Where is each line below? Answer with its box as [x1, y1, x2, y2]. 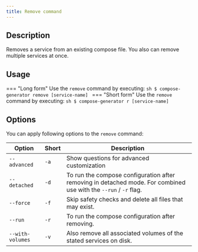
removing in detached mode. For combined [66, 178, 186, 187]
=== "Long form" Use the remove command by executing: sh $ [6, 85, 157, 92]
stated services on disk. [66, 237, 133, 245]
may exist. [66, 203, 95, 211]
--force [9, 200, 31, 207]
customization [66, 161, 106, 170]
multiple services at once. [6, 52, 69, 59]
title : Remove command [6, 8, 62, 15]
